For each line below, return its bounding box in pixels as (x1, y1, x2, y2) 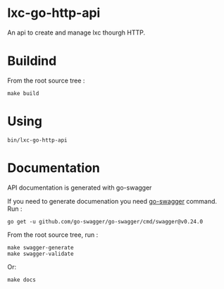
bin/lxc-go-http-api (7, 136, 68, 144)
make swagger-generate (7, 244, 74, 251)
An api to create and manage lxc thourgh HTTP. (7, 28, 146, 37)
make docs (7, 276, 37, 283)
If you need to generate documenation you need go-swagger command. (7, 197, 217, 205)
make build (7, 90, 39, 97)
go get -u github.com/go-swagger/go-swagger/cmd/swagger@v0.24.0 (7, 218, 203, 225)
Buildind (7, 53, 57, 69)
